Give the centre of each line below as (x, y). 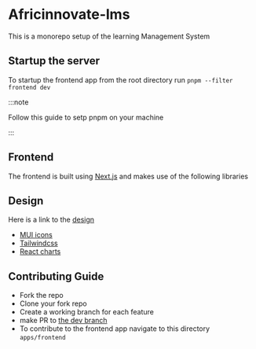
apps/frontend (42, 338)
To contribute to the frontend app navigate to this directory (115, 329)
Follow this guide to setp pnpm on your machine (86, 117)
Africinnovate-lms (69, 15)
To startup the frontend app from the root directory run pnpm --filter (121, 79)
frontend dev (29, 87)
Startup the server (54, 61)
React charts (40, 252)
